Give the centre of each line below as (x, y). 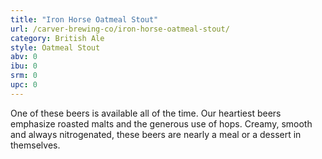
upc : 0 (24, 85)
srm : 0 (24, 76)
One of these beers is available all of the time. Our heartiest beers (146, 113)
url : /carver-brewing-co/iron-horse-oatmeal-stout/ (120, 29)
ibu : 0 (24, 66)
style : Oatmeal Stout (55, 47)
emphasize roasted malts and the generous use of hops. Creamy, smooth (161, 123)
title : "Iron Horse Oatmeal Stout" (84, 19)
